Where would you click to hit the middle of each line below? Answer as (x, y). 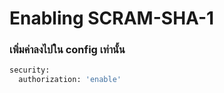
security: (30, 70)
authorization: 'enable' (70, 80)
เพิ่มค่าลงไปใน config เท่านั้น (67, 50)
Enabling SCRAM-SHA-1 (112, 18)
